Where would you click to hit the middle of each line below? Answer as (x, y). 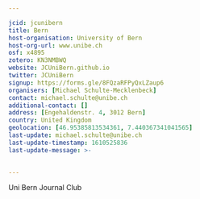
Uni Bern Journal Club (45, 188)
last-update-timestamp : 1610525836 (68, 143)
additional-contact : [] (48, 106)
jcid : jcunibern (35, 23)
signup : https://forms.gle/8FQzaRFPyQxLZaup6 (86, 83)
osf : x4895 (27, 53)
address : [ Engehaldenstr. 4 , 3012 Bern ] (77, 113)
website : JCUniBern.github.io (59, 68)
